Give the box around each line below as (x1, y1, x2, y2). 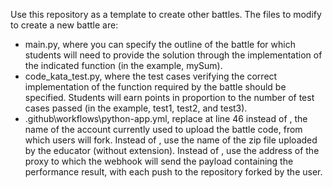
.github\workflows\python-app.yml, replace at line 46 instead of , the (24, 113, 308, 124)
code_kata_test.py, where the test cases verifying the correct (24, 70, 278, 82)
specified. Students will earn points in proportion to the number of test (24, 92, 315, 103)
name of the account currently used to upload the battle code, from (24, 124, 303, 135)
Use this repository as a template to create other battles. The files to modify (10, 9, 322, 20)
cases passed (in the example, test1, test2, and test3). (24, 102, 248, 114)
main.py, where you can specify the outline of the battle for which (24, 39, 296, 50)
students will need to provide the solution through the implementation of (24, 49, 323, 61)
